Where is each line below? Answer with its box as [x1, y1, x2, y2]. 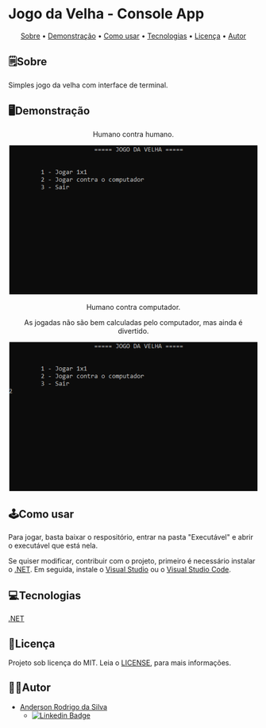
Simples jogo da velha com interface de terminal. [8, 80, 168, 90]
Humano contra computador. [86, 302, 181, 312]
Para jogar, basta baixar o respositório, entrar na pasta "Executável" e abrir [8, 532, 254, 542]
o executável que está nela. [8, 541, 98, 551]
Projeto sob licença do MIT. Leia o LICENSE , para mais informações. [8, 658, 232, 668]
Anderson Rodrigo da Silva [19, 702, 108, 711]
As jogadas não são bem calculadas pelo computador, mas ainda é [24, 317, 243, 327]
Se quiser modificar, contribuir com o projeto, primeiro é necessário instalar [8, 556, 256, 566]
